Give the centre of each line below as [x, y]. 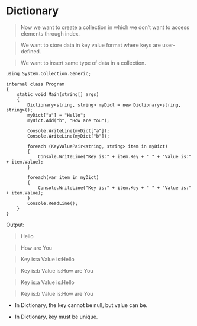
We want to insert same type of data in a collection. [83, 63]
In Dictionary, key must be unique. [56, 317]
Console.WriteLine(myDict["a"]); [69, 131]
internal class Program [35, 84]
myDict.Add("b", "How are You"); [69, 120]
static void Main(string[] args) [58, 94]
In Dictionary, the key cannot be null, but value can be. [81, 305]
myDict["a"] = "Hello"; [56, 115]
